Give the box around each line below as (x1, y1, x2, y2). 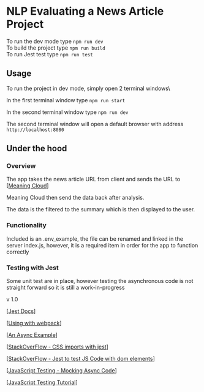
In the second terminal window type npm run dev (6, 108, 129, 116)
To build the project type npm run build (6, 44, 105, 51)
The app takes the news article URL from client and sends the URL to (6, 176, 181, 183)
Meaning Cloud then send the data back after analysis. (6, 194, 145, 202)
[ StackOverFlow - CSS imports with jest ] (6, 343, 109, 350)
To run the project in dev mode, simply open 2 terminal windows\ (6, 85, 170, 92)
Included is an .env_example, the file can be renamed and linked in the (6, 235, 184, 243)
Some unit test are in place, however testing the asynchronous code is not (6, 277, 194, 285)
